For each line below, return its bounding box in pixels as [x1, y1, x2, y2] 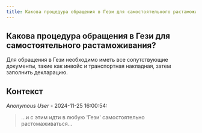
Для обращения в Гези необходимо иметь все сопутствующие [6, 56, 168, 64]
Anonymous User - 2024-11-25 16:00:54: [6, 102, 108, 110]
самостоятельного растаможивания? [6, 40, 156, 51]
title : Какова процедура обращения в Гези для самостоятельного [6, 8, 171, 15]
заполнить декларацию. [6, 69, 68, 76]
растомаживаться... [20, 120, 73, 128]
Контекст [6, 86, 43, 96]
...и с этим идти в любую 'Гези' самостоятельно [20, 114, 145, 121]
